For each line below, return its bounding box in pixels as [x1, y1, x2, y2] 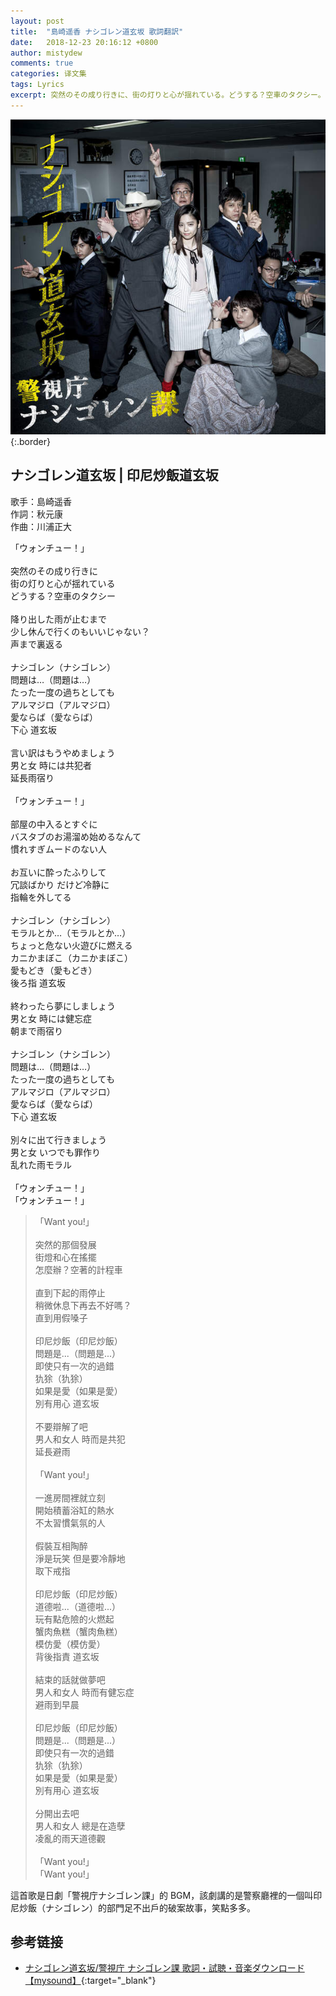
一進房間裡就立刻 [34, 1491, 106, 1504]
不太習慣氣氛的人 [34, 1516, 106, 1529]
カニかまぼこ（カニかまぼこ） [10, 951, 133, 964]
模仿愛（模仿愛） [34, 1638, 106, 1650]
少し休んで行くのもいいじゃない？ [10, 625, 151, 637]
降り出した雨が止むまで [10, 613, 107, 625]
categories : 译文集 [10, 69, 87, 79]
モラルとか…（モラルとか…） [10, 926, 132, 939]
